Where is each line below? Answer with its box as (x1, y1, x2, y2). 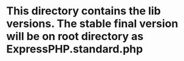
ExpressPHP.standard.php (6, 42, 143, 56)
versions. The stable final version (6, 17, 179, 30)
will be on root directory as (6, 30, 144, 43)
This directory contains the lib (6, 4, 161, 18)
